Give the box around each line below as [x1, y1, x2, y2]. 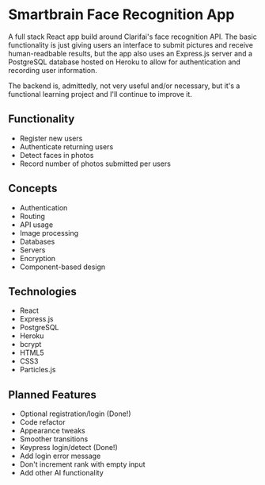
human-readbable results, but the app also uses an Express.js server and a [8, 48, 253, 58]
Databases [19, 237, 55, 246]
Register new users [19, 133, 83, 143]
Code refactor [19, 418, 66, 427]
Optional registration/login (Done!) [19, 409, 132, 418]
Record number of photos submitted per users [19, 159, 172, 168]
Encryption [19, 253, 56, 263]
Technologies [8, 284, 78, 298]
